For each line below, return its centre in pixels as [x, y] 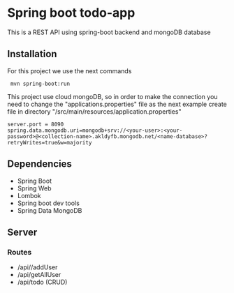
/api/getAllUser [39, 275]
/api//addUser [37, 267]
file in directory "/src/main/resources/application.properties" [94, 111]
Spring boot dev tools [49, 203]
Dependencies [39, 164]
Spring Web [34, 188]
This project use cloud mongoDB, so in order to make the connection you [112, 96]
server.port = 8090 [36, 124]
